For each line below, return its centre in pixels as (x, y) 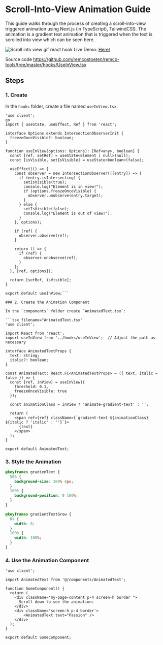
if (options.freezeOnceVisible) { (60, 191)
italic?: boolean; (29, 360)
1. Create (17, 95)
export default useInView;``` (37, 293)
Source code (19, 59)
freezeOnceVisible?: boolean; (42, 138)
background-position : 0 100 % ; (46, 496)
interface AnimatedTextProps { (38, 351)
